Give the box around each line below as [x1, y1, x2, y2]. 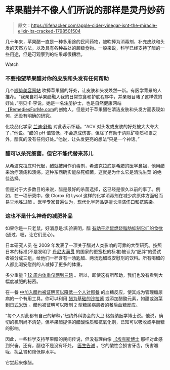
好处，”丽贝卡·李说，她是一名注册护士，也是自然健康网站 [5, 100, 122, 106]
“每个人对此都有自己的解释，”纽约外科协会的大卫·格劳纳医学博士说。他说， [5, 312, 159, 318]
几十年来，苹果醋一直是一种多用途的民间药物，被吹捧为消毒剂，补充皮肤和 [5, 39, 160, 45]
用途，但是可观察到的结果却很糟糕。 [9, 51, 85, 57]
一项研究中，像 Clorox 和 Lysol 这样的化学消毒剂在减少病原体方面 [18, 192, 154, 198]
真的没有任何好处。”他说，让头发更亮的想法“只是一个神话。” [18, 136, 140, 142]
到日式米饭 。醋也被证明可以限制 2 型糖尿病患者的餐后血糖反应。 [5, 302, 141, 308]
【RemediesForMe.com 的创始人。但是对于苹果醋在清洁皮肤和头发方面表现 [5, 106, 160, 113]
